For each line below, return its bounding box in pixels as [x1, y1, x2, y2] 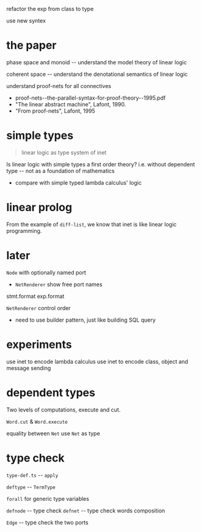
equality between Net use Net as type [6, 429, 100, 437]
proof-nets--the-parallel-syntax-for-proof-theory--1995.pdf [15, 94, 166, 102]
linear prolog [6, 201, 72, 215]
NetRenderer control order [6, 304, 71, 311]
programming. [6, 227, 42, 234]
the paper [6, 39, 57, 53]
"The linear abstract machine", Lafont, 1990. [15, 100, 126, 108]
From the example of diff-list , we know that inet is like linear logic [6, 220, 177, 228]
